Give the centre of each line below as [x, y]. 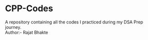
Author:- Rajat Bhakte [27, 32]
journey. [13, 27]
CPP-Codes [29, 9]
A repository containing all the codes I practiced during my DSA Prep [74, 22]
